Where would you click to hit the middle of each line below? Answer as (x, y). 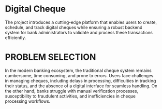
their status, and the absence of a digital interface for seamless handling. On (81, 86)
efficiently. (15, 38)
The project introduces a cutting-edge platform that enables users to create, (81, 22)
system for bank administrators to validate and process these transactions (79, 32)
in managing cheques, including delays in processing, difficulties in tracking (81, 81)
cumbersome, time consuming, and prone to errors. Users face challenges (79, 75)
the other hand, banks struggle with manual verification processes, (72, 91)
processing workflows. (28, 101)
